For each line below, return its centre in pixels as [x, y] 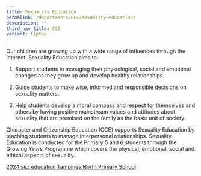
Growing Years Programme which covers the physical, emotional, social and [100, 149]
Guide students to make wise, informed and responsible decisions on [100, 87]
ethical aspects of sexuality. [41, 155]
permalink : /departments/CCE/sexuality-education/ [71, 17]
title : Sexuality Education [42, 12]
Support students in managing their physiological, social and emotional [103, 69]
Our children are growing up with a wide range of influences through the [96, 51]
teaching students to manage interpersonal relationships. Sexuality [89, 136]
